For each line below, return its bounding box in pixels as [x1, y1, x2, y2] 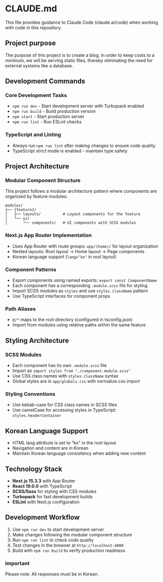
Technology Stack [5, 465, 62, 473]
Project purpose [5, 39, 56, 48]
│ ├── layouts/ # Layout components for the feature [5, 212, 141, 217]
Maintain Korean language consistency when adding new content [12, 450, 146, 456]
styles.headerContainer [12, 413, 62, 419]
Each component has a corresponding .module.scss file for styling [12, 283, 148, 289]
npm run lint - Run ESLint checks [12, 119, 82, 125]
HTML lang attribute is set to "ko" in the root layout [12, 440, 116, 446]
